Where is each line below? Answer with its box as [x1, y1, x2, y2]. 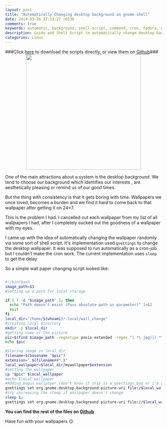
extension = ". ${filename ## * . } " [5, 358, 68, 363]
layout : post [5, 7, 32, 12]
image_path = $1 [5, 284, 35, 289]
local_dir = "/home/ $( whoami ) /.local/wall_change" [5, 316, 108, 321]
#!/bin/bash [5, 279, 30, 284]
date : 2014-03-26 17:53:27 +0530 [5, 16, 75, 21]
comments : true [5, 21, 37, 26]
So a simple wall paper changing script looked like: [5, 265, 109, 271]
